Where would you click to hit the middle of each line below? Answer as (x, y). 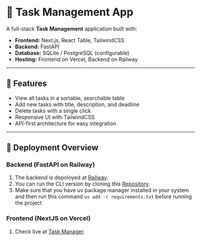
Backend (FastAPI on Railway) (51, 165)
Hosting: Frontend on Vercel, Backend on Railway (76, 59)
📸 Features (27, 84)
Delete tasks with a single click (53, 110)
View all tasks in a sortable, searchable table (70, 98)
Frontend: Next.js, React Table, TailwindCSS (69, 40)
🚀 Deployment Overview (52, 148)
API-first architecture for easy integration (66, 123)
